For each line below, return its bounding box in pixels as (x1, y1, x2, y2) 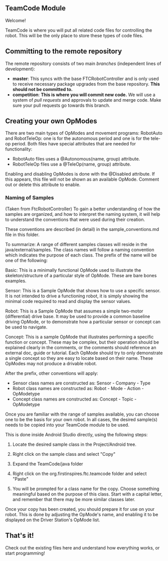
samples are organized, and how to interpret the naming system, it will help (5, 211, 160, 217)
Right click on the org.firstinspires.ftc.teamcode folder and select (12, 470, 147, 476)
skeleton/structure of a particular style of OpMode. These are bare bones (5, 272, 157, 278)
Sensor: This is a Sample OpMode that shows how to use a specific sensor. (5, 287, 161, 293)
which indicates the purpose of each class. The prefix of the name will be (5, 252, 157, 258)
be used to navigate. (5, 324, 48, 330)
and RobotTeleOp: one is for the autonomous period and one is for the (5, 135, 150, 141)
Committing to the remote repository (5, 47, 122, 56)
